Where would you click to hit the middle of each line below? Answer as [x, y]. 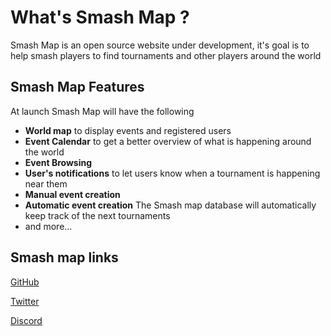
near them [46, 183]
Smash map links [64, 257]
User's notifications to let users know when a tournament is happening [172, 173]
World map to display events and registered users [128, 130]
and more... [48, 226]
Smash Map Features [77, 87]
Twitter [25, 301]
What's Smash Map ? [100, 17]
